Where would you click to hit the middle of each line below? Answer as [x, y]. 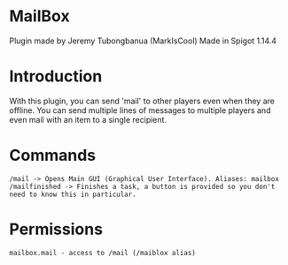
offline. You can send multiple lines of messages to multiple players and [140, 110]
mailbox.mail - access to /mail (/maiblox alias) [103, 253]
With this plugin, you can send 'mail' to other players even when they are [142, 101]
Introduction [56, 76]
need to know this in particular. [73, 194]
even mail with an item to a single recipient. [88, 119]
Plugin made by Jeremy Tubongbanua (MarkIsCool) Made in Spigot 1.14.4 [143, 41]
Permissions [56, 229]
